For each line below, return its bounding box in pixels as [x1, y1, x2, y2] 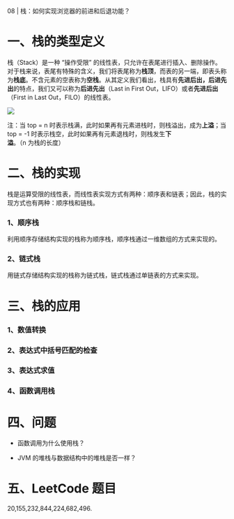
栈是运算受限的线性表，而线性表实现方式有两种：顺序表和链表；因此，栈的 [7, 190, 221, 198]
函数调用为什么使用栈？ [17, 439, 85, 447]
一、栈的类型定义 [7, 34, 106, 50]
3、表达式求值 [7, 366, 55, 375]
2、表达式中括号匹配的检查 [7, 345, 97, 355]
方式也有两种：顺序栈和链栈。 [13, 198, 99, 206]
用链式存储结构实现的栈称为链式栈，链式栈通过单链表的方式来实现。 [7, 271, 203, 280]
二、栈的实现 [7, 165, 81, 181]
